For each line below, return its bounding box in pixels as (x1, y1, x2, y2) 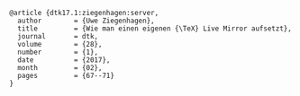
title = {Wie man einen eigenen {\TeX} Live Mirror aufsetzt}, (17, 24, 293, 33)
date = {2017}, (17, 56, 111, 65)
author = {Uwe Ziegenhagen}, (17, 16, 155, 25)
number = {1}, (17, 48, 99, 57)
